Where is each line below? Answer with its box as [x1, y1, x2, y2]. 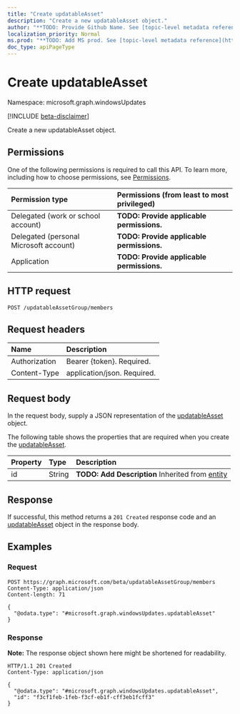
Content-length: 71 [7, 590, 66, 598]
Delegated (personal [11, 231, 80, 241]
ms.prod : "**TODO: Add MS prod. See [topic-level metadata [7, 37, 187, 44]
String [49, 469, 69, 479]
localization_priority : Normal [7, 30, 101, 38]
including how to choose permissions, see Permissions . [7, 173, 171, 181]
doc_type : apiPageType [7, 44, 75, 51]
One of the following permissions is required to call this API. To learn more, [7, 165, 228, 174]
